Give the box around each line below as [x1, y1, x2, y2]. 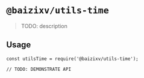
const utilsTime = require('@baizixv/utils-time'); [6, 56, 139, 62]
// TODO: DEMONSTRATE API [6, 66, 71, 72]
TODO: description [20, 22, 68, 29]
